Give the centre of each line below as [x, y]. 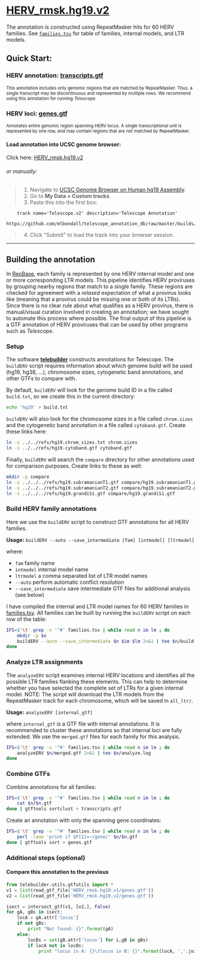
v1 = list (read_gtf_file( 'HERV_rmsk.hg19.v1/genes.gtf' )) [80, 890]
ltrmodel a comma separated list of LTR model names [81, 575]
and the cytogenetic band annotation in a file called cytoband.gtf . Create [96, 425]
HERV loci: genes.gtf [37, 113]
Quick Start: [29, 58]
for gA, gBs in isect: [34, 912]
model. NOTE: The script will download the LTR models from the [85, 694]
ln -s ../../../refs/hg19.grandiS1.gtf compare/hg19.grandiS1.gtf [91, 493]
